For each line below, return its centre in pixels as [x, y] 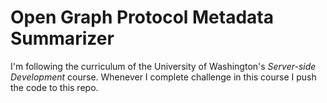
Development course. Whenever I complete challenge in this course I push [163, 77]
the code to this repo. [54, 87]
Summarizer [62, 38]
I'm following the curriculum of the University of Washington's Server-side [163, 66]
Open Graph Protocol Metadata [142, 17]
